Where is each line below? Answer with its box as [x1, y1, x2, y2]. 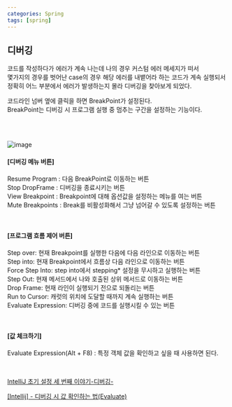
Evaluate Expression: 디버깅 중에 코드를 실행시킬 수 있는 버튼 [7, 301, 175, 309]
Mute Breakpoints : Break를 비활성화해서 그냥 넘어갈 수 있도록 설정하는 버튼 [7, 200, 216, 209]
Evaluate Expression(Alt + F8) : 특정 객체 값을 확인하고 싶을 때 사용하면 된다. [7, 348, 219, 357]
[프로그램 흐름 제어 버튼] [7, 232, 73, 240]
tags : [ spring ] [7, 17, 52, 24]
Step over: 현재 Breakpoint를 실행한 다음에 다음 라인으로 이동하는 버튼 [7, 248, 201, 256]
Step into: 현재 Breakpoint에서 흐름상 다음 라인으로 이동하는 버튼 [7, 257, 185, 265]
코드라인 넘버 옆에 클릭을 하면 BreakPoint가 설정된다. [7, 97, 152, 105]
